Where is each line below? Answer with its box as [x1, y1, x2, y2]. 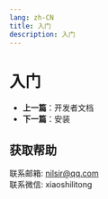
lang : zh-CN [9, 13, 54, 22]
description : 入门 [9, 30, 76, 39]
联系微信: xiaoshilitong [9, 179, 93, 190]
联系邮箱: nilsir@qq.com [9, 168, 99, 179]
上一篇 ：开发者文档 [22, 102, 94, 113]
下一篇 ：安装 [22, 114, 70, 125]
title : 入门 [9, 22, 51, 30]
